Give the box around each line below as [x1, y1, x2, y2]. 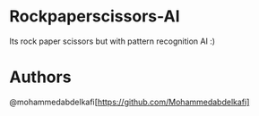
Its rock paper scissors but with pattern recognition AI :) [9, 36, 216, 46]
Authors [9, 67, 72, 87]
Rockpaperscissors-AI [9, 6, 181, 27]
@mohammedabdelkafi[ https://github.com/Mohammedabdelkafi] [9, 96, 250, 107]
